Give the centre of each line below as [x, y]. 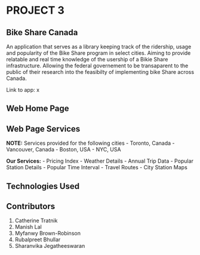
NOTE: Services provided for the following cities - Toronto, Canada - [90, 143]
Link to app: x [23, 90]
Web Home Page [38, 109]
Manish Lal [28, 227]
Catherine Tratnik [36, 220]
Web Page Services [43, 129]
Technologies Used [43, 186]
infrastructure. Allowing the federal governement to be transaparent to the [97, 66]
